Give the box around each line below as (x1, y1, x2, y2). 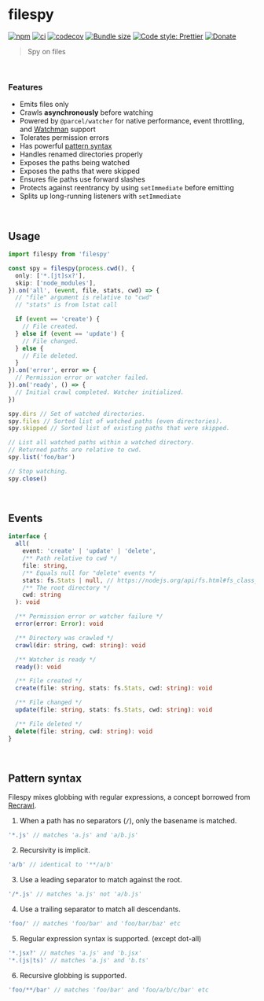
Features (8, 81, 43, 92)
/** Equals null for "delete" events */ (22, 569, 156, 577)
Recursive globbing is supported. (19, 970, 127, 980)
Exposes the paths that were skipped (19, 167, 140, 176)
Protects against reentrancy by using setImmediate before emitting (19, 183, 234, 193)
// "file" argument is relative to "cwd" (15, 293, 153, 302)
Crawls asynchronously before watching (19, 108, 153, 117)
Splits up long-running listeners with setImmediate (19, 191, 181, 201)
